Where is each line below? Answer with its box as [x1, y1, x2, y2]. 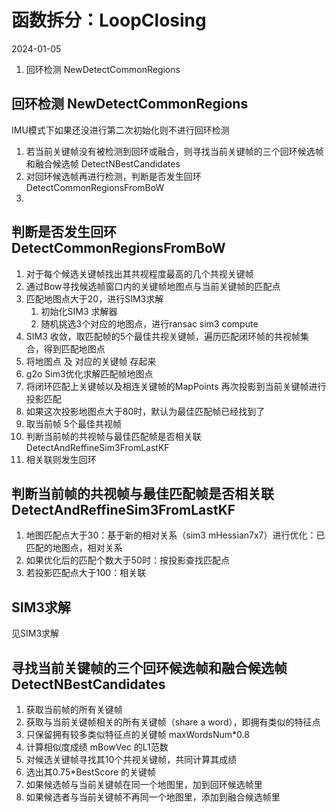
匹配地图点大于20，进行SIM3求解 [25, 292, 164, 305]
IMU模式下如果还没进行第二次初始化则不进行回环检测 [11, 124, 230, 136]
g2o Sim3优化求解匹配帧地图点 [25, 367, 154, 380]
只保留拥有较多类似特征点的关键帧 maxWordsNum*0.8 [25, 729, 250, 740]
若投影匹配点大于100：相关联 [25, 567, 147, 579]
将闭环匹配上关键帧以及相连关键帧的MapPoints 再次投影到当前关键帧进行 [25, 380, 327, 392]
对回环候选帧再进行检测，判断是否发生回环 [25, 170, 202, 182]
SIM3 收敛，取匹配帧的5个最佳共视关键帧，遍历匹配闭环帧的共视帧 [25, 330, 301, 342]
